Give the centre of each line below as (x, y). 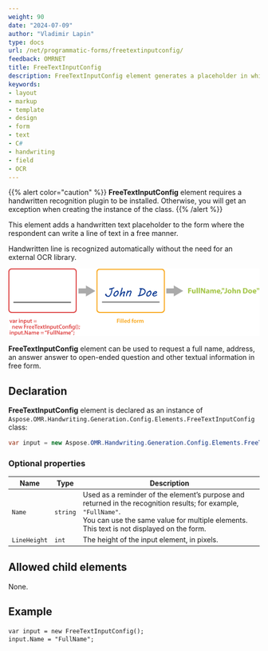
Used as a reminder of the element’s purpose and (164, 495)
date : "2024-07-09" (41, 25)
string (65, 513)
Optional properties (47, 464)
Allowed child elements (68, 567)
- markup (23, 101)
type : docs (26, 42)
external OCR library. (43, 258)
